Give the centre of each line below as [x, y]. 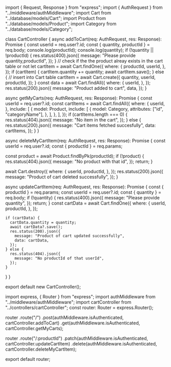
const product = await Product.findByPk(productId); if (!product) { [75, 156]
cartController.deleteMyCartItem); [41, 349]
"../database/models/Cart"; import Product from [56, 18]
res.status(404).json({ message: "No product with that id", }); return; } [79, 161]
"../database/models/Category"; [39, 29]
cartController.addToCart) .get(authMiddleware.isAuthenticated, [73, 323]
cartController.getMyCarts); [34, 328]
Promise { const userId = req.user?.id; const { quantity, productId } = [78, 45]
